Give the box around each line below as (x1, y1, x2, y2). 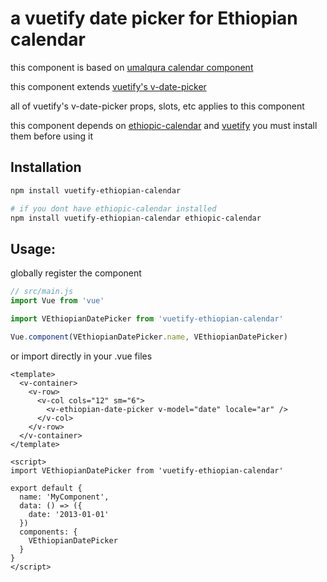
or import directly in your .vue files (10, 350, 153, 362)
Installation (10, 159, 82, 176)
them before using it (10, 130, 94, 142)
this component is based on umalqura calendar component (10, 61, 254, 73)
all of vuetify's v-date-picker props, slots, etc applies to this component (10, 100, 305, 112)
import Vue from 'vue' (10, 296, 105, 306)
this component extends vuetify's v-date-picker (10, 80, 207, 92)
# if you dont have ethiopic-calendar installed (10, 203, 217, 214)
